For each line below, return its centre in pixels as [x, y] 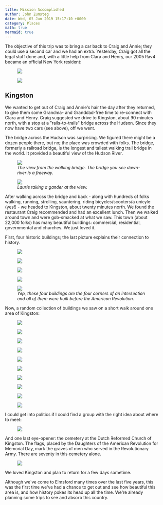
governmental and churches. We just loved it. [50, 227]
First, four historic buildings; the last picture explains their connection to [77, 237]
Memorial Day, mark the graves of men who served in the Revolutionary [77, 448]
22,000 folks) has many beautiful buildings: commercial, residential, [73, 222]
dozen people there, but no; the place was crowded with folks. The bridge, [80, 143]
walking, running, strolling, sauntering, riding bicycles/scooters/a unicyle [78, 201]
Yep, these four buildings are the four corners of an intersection [81, 293]
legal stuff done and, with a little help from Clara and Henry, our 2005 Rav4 [80, 56]
